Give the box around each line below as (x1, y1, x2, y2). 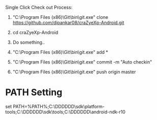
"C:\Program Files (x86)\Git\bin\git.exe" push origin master (12, 69, 136, 75)
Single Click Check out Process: (5, 5, 73, 10)
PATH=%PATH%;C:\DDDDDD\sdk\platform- (13, 103, 105, 109)
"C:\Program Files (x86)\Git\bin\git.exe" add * (12, 49, 109, 55)
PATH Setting (5, 86, 63, 98)
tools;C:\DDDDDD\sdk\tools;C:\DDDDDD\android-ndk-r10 (5, 109, 126, 115)
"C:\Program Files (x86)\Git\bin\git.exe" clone (12, 14, 109, 20)
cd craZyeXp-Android (12, 29, 59, 35)
